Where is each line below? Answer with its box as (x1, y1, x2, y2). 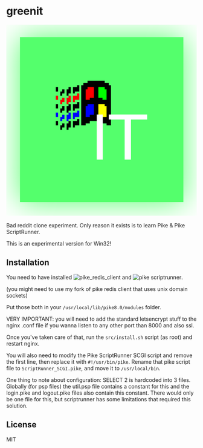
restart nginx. (6, 339, 40, 347)
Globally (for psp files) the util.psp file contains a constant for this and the (6, 383, 190, 390)
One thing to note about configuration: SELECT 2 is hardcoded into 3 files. (6, 376, 191, 383)
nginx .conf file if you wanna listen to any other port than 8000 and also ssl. (6, 321, 195, 329)
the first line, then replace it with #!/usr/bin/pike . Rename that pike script (6, 358, 190, 365)
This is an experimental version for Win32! (6, 239, 112, 247)
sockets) (6, 292, 28, 299)
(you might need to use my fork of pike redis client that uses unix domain (6, 285, 188, 292)
